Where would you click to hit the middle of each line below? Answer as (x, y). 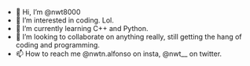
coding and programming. (58, 45)
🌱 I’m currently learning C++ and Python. (82, 28)
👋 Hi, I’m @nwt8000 (48, 12)
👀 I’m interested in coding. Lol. (64, 20)
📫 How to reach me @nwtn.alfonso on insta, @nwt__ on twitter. (119, 54)
